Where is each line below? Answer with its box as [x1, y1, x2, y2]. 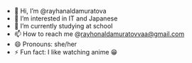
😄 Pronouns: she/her [14, 40, 77, 48]
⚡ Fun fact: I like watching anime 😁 [14, 48, 118, 56]
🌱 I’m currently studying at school [14, 22, 113, 30]
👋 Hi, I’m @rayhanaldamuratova [14, 7, 107, 15]
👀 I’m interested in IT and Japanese [14, 14, 118, 23]
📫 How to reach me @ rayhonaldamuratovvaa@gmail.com [14, 30, 185, 38]
